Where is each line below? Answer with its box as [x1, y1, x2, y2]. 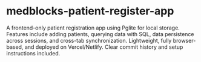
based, [6, 43, 24, 51]
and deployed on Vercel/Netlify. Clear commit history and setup [24, 43, 183, 51]
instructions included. [6, 49, 61, 57]
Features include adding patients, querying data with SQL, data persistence [6, 30, 194, 37]
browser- [173, 37, 196, 44]
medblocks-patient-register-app [6, 4, 174, 18]
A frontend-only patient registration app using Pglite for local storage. [6, 24, 180, 31]
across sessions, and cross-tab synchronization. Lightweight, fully [6, 37, 172, 44]
